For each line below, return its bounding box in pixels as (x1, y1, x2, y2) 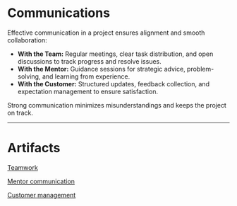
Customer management (7, 190, 76, 199)
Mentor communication (7, 177, 75, 185)
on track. (7, 108, 34, 117)
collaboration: (7, 35, 47, 44)
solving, (17, 72, 41, 81)
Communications (7, 5, 111, 21)
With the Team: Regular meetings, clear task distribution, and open (17, 50, 214, 58)
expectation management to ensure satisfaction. (17, 87, 159, 96)
